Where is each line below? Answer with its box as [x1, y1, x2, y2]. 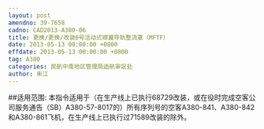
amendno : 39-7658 [8, 19, 65, 27]
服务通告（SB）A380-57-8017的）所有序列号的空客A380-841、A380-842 [14, 102, 255, 112]
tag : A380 [8, 56, 41, 64]
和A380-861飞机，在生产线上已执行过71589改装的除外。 [8, 112, 191, 122]
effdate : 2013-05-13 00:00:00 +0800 [8, 48, 128, 56]
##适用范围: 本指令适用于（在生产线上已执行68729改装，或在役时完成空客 [8, 92, 250, 102]
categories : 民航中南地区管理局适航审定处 [8, 63, 133, 71]
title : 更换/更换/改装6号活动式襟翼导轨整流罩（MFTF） [8, 33, 169, 42]
